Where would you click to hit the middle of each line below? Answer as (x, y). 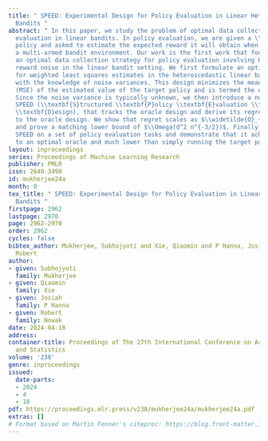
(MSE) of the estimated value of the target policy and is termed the (135, 90)
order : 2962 (28, 231)
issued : (21, 372)
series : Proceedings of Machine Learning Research (94, 157)
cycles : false (32, 239)
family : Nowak (39, 320)
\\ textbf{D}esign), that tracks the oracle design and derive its (128, 113)
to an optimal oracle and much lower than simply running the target (133, 142)
